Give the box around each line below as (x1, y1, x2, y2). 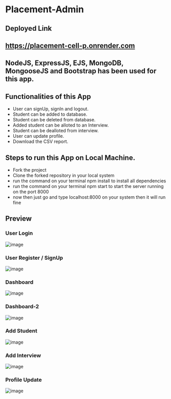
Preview (5, 214, 32, 223)
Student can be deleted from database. (12, 117, 96, 123)
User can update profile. (12, 133, 65, 139)
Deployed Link (5, 24, 52, 33)
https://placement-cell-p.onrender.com (5, 41, 135, 50)
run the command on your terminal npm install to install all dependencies (12, 178, 166, 184)
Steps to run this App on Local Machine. (5, 153, 136, 162)
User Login (5, 229, 33, 237)
